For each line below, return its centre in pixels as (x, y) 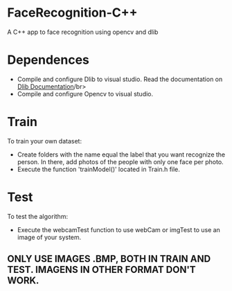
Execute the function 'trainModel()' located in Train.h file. (98, 169)
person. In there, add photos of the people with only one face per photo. (120, 161)
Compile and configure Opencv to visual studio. (85, 94)
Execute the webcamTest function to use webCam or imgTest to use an (118, 229)
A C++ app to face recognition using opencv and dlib (83, 32)
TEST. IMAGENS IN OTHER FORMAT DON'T (101, 270)
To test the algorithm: (37, 216)
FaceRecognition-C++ (72, 13)
